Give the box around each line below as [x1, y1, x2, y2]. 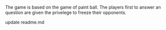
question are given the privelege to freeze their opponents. [5, 9, 126, 15]
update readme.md [5, 19, 44, 25]
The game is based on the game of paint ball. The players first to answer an [5, 4, 161, 10]
